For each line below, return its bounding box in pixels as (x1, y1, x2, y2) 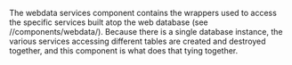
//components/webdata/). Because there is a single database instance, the (9, 27, 283, 37)
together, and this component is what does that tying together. (9, 45, 239, 56)
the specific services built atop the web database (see (9, 17, 208, 28)
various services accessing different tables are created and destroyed (9, 36, 266, 46)
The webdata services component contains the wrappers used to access (9, 8, 278, 18)
